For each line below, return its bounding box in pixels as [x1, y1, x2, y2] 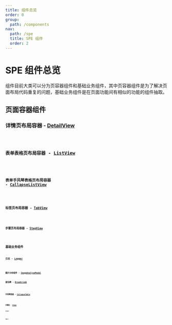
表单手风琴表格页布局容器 [5, 178, 51, 183]
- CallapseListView [5, 182, 47, 188]
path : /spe [10, 31, 33, 36]
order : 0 [5, 12, 24, 17]
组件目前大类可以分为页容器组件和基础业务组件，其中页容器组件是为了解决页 [5, 83, 167, 89]
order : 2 [10, 41, 29, 46]
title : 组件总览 [5, 7, 37, 13]
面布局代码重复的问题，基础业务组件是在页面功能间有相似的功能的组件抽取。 [5, 89, 167, 95]
